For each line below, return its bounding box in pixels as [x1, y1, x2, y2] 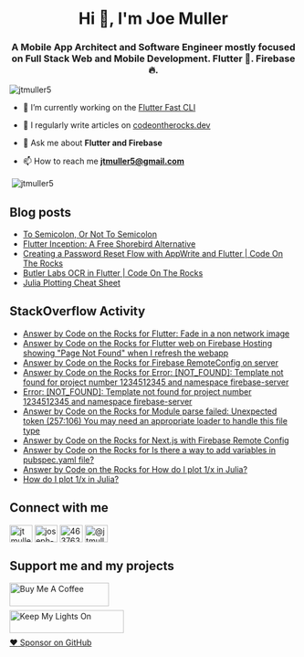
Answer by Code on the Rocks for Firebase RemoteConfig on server [22, 356, 279, 368]
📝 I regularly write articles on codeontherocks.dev [22, 120, 211, 131]
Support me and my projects [9, 557, 175, 574]
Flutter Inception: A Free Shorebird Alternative [22, 238, 196, 249]
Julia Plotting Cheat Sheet [22, 277, 121, 288]
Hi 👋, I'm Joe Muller [79, 8, 228, 29]
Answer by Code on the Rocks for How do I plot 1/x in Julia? [22, 463, 248, 474]
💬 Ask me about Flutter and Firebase [22, 137, 162, 149]
